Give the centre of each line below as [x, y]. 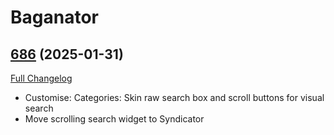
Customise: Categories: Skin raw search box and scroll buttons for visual [174, 97]
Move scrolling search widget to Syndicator [114, 119]
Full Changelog [41, 78]
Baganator [54, 17]
